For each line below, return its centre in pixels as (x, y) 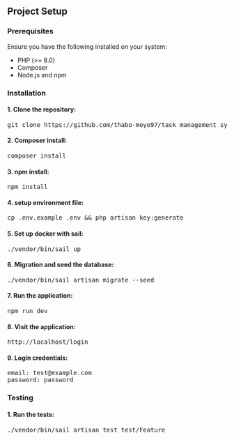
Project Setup (38, 12)
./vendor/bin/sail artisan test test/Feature (86, 430)
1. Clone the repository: (42, 109)
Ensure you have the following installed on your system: (87, 46)
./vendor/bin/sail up (44, 249)
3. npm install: (28, 172)
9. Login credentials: (38, 358)
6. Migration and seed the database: (61, 265)
